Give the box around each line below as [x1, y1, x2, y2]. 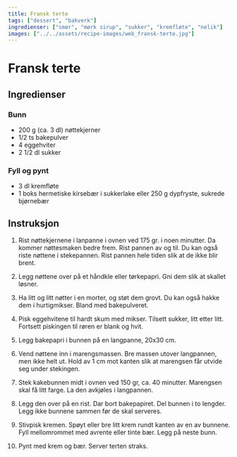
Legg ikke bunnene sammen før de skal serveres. [18, 407, 162, 415]
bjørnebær [18, 197, 49, 206]
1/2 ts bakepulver [18, 133, 69, 142]
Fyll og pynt [8, 166, 49, 176]
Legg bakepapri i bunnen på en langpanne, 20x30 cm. [18, 336, 177, 345]
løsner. [18, 280, 38, 288]
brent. [18, 259, 36, 267]
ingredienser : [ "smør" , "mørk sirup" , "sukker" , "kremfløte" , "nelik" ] [8, 23, 223, 30]
